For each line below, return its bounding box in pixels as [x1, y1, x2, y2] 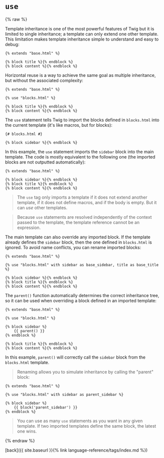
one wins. [17, 428, 37, 434]
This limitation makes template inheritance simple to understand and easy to [5, 36, 159, 42]
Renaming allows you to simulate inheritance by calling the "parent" [17, 369, 154, 375]
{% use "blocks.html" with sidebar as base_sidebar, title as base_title [5, 262, 159, 267]
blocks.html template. [5, 359, 50, 365]
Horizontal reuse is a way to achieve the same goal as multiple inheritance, [5, 72, 156, 78]
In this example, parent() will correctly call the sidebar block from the [5, 354, 146, 360]
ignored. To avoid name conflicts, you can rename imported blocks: [5, 244, 141, 250]
